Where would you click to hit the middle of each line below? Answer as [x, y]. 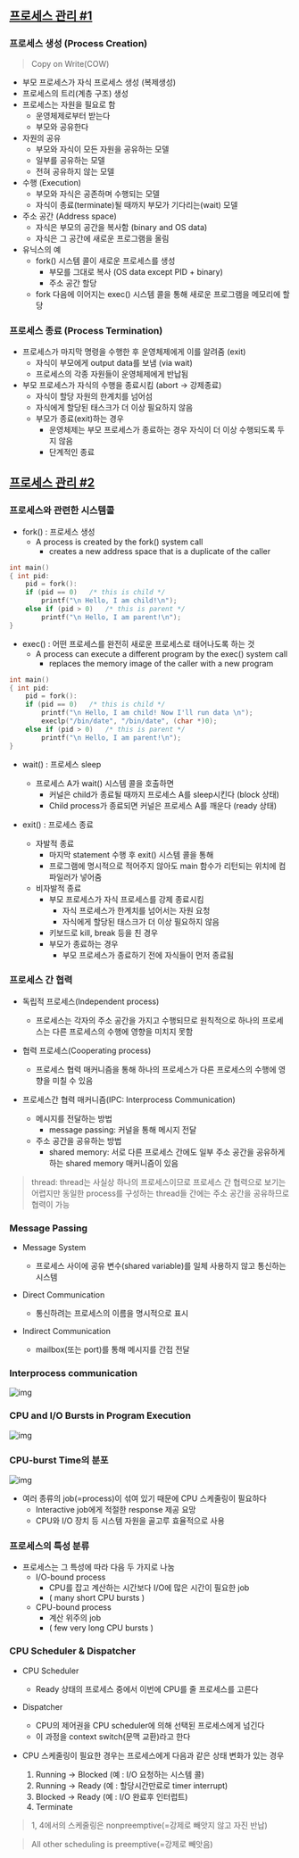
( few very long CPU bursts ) [101, 1628]
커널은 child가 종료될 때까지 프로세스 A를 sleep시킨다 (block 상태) [164, 794]
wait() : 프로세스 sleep [62, 764]
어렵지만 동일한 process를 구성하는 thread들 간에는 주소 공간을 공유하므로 [160, 1193]
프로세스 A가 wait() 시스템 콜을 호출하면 [104, 783]
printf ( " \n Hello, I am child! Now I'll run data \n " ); [147, 713]
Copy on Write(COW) [70, 63]
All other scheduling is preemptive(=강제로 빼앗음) [122, 1844]
